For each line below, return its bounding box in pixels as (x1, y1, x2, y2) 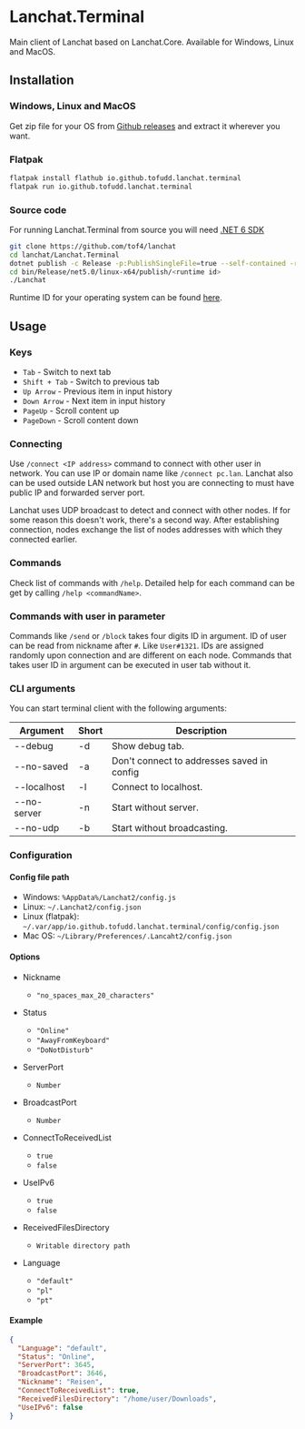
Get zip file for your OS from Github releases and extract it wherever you (9, 120, 280, 131)
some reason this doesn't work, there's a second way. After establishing (9, 514, 280, 525)
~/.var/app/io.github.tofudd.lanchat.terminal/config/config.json (22, 922, 280, 932)
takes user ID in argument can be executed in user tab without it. (9, 659, 251, 670)
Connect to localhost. (112, 781, 202, 794)
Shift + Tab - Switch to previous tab (22, 376, 160, 388)
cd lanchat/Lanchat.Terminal (9, 250, 120, 259)
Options (9, 951, 41, 962)
